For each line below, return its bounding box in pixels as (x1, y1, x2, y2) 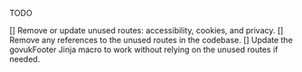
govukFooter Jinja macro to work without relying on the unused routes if (9, 44, 278, 55)
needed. (9, 54, 41, 64)
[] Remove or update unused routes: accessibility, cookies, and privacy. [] (9, 25, 284, 35)
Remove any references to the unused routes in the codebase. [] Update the (9, 35, 294, 45)
